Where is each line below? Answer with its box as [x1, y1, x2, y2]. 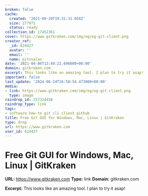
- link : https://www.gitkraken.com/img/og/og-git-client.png [5, 88, 131, 93]
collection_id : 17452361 [5, 30, 55, 34]
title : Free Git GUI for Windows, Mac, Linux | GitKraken [5, 115, 124, 120]
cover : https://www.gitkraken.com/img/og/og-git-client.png [5, 34, 129, 39]
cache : [5, 12, 18, 16]
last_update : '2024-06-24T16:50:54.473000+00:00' [5, 79, 107, 84]
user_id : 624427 [5, 129, 38, 134]
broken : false [5, 7, 34, 12]
